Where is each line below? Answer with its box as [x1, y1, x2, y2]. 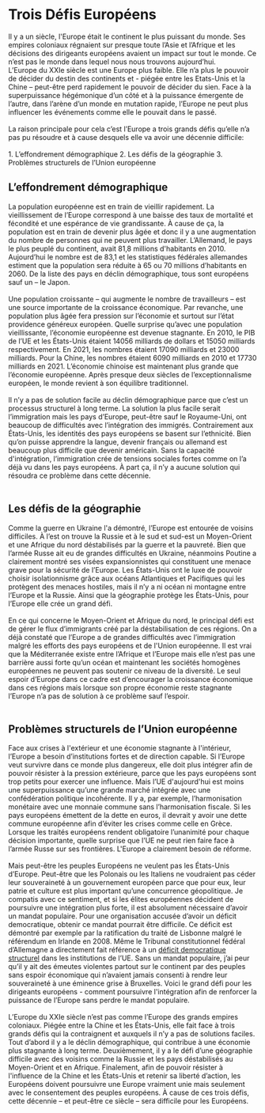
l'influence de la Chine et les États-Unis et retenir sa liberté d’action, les [8, 1071, 241, 1081]
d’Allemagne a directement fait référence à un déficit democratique [8, 945, 227, 955]
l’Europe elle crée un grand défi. [8, 599, 113, 608]
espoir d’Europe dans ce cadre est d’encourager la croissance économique [8, 674, 253, 683]
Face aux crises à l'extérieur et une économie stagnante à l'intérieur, [8, 744, 232, 753]
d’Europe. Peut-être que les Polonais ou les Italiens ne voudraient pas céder [8, 869, 256, 879]
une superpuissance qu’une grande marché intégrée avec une [8, 786, 211, 795]
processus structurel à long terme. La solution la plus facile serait [8, 403, 221, 413]
